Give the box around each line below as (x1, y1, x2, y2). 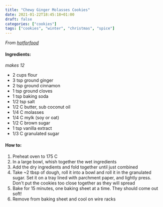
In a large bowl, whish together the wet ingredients (12, 158, 117, 164)
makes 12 (5, 62, 25, 68)
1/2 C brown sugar (12, 120, 50, 126)
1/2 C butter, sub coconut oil (12, 104, 71, 110)
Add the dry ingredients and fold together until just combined (12, 164, 138, 170)
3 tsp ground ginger (12, 77, 54, 83)
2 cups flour (12, 72, 37, 78)
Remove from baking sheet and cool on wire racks (12, 196, 116, 202)
